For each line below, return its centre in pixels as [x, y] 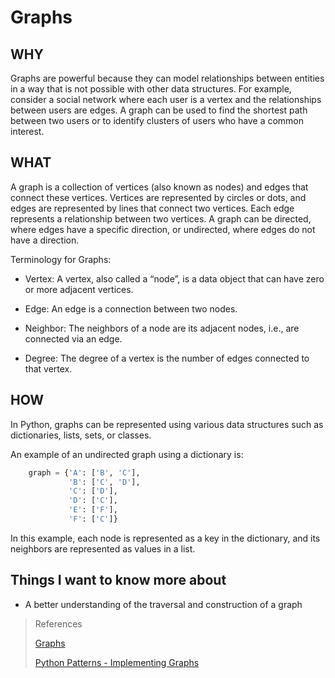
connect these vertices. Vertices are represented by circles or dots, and [158, 197]
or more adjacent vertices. [79, 289]
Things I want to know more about [118, 580]
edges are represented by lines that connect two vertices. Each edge [152, 208]
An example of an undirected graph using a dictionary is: [127, 454]
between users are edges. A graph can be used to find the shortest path [159, 110]
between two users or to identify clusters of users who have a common [157, 120]
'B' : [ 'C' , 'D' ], [104, 482]
